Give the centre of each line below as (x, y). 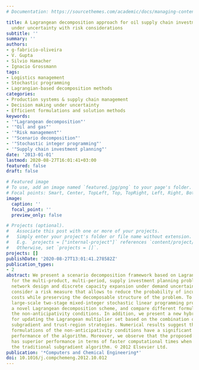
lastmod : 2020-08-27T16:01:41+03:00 (51, 160)
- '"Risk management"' (34, 133)
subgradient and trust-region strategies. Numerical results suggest (99, 325)
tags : (13, 72)
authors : (17, 44)
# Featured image (28, 182)
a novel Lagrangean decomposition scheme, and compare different (94, 308)
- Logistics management (36, 78)
